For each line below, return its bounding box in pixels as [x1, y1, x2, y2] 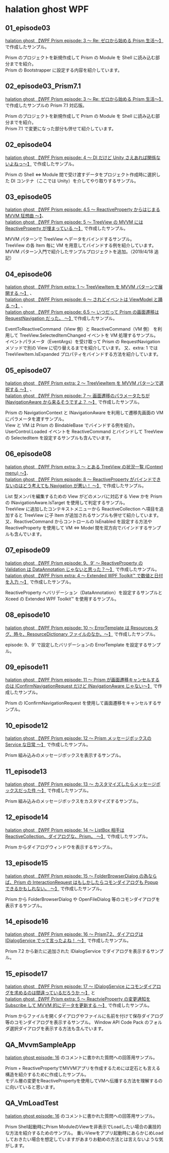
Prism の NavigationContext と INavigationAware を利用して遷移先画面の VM [5, 410, 163, 416]
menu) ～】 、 [5, 470, 31, 476]
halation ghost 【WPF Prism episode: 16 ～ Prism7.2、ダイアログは [5, 931, 143, 937]
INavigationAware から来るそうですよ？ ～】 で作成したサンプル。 [5, 399, 142, 405]
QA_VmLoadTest [5, 1099, 59, 1108]
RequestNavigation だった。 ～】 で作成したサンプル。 [5, 316, 117, 322]
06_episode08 [5, 449, 52, 458]
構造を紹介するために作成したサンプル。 [5, 1071, 89, 1078]
